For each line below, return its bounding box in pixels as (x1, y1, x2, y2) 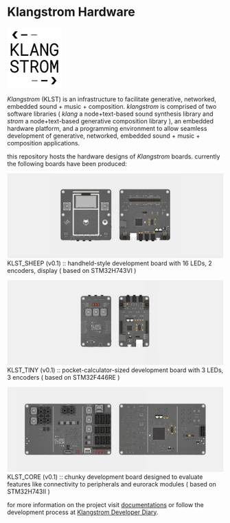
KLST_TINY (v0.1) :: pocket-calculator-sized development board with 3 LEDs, (7, 366, 224, 374)
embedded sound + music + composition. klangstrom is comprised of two (7, 102, 217, 110)
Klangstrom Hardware (7, 4, 136, 20)
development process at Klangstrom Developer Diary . (7, 508, 159, 516)
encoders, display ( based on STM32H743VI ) (7, 266, 137, 274)
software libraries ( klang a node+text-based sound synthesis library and (7, 110, 214, 118)
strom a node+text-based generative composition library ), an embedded (7, 116, 214, 125)
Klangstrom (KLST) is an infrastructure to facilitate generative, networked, (7, 94, 216, 103)
